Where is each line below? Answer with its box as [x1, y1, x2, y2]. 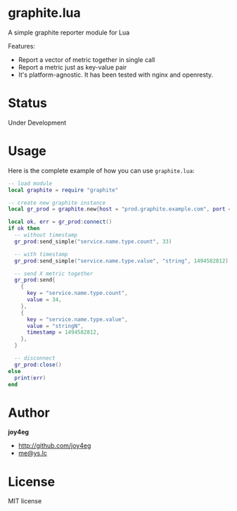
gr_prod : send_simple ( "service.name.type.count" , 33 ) [14, 238, 172, 245]
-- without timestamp [14, 232, 78, 239]
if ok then [8, 225, 40, 232]
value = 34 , [26, 296, 62, 303]
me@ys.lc [18, 449, 48, 458]
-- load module [8, 179, 53, 187]
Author [8, 405, 50, 420]
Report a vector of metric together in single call [18, 55, 155, 64]
